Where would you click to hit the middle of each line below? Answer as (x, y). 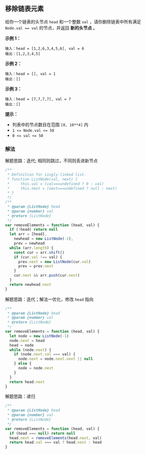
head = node (22, 345)
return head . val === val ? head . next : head (56, 443)
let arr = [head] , (28, 234)
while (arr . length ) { (32, 248)
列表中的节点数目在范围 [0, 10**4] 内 (50, 124)
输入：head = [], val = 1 (30, 74)
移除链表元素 (24, 9)
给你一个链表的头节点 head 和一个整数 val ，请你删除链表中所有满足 (73, 22)
